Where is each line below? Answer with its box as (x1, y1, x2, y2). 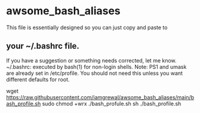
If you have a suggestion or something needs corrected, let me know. (6, 56, 177, 64)
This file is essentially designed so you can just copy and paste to (6, 24, 168, 31)
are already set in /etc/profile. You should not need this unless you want (6, 70, 183, 77)
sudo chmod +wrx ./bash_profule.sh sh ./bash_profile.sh (42, 100, 181, 107)
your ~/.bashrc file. (6, 41, 79, 51)
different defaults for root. (6, 76, 70, 83)
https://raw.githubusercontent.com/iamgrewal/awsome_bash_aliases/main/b (6, 93, 195, 101)
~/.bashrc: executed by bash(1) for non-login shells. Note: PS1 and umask (6, 63, 187, 70)
